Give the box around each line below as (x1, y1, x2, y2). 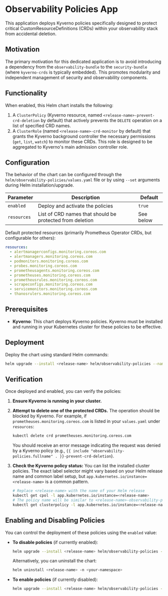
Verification (5, 375, 43, 383)
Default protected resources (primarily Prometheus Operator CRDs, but (5, 230, 151, 236)
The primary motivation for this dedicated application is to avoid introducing (5, 59, 161, 65)
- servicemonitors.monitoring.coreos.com (9, 287, 97, 292)
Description (71, 194, 100, 201)
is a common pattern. (44, 479, 89, 485)
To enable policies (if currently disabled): (12, 576, 98, 582)
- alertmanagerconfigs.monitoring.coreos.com (9, 249, 106, 255)
